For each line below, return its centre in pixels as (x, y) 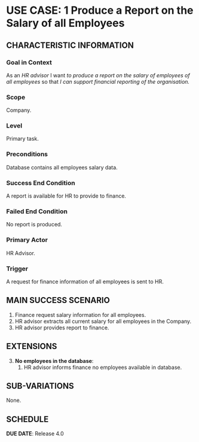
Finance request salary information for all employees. (80, 314)
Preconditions (27, 155)
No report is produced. (34, 225)
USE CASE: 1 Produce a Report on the (100, 10)
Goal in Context (29, 62)
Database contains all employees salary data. (62, 167)
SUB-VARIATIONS (40, 386)
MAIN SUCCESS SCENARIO (58, 300)
